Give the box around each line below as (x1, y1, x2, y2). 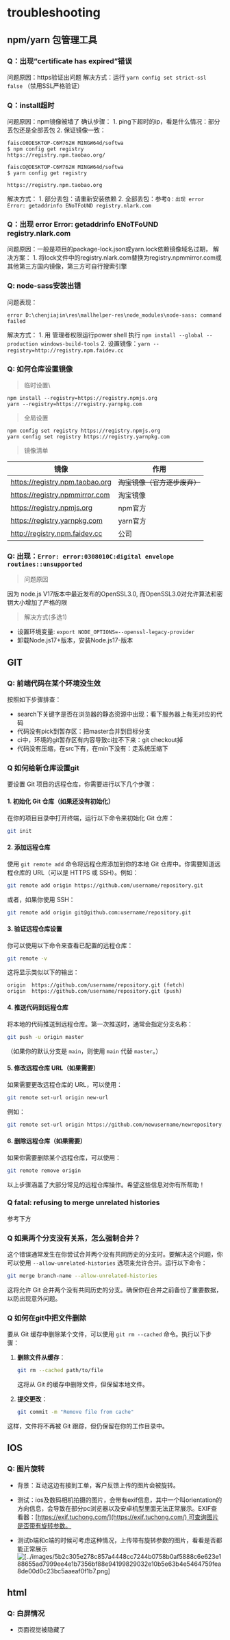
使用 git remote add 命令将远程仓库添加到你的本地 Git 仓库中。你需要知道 (7, 860, 215, 868)
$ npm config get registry (7, 146, 84, 153)
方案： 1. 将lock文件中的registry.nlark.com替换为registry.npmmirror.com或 (12, 254, 222, 262)
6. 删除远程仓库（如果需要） (7, 1137, 87, 1145)
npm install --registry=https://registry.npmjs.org (7, 395, 157, 402)
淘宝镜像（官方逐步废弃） (118, 478, 201, 487)
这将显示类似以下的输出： (7, 968, 79, 976)
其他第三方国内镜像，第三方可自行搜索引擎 (7, 262, 127, 271)
